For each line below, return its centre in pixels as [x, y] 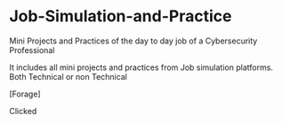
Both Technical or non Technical [68, 76]
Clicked [23, 111]
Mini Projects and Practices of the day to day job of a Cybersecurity [133, 41]
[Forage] [25, 94]
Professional [32, 50]
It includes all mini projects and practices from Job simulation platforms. [141, 67]
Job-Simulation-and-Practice [121, 16]
